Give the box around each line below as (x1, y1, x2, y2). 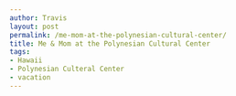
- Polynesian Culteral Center (9, 65, 125, 74)
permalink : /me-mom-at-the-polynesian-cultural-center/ (9, 30, 227, 39)
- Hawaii (9, 56, 43, 65)
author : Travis (9, 13, 68, 23)
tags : (9, 48, 30, 57)
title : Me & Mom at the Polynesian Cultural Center (9, 38, 210, 48)
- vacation (9, 73, 51, 82)
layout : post (9, 22, 59, 31)
